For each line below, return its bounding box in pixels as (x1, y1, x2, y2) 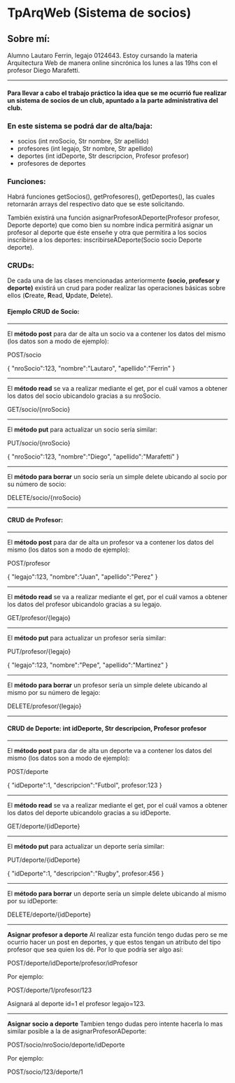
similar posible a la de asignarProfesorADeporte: (7, 1027, 147, 1035)
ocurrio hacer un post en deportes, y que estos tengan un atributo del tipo (7, 938, 222, 947)
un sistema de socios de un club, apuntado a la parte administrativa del (7, 96, 218, 104)
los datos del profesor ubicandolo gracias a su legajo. (7, 600, 162, 608)
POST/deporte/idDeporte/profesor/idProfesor (7, 959, 138, 968)
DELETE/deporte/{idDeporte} (7, 910, 92, 919)
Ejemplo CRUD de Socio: (7, 308, 80, 316)
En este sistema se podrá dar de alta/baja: (7, 121, 152, 131)
